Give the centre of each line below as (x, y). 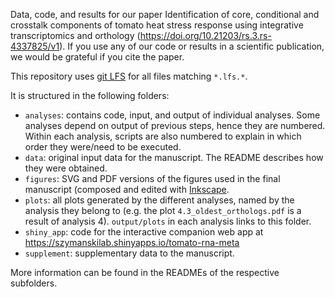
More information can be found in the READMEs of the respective (145, 272)
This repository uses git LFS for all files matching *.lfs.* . (129, 76)
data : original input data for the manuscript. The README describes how (174, 157)
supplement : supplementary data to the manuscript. (129, 253)
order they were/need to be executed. (103, 147)
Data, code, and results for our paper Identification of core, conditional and (165, 14)
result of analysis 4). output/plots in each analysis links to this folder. (168, 221)
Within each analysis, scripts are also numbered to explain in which (163, 136)
